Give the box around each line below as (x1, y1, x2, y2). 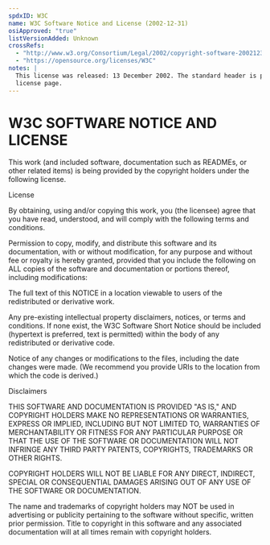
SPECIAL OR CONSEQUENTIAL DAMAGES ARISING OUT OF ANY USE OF (8, 477, 252, 487)
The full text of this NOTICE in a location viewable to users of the (8, 288, 223, 298)
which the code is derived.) (8, 371, 99, 381)
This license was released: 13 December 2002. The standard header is (15, 72, 257, 80)
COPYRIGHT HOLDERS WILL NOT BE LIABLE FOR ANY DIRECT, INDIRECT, (8, 469, 256, 479)
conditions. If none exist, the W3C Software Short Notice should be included (8, 321, 261, 331)
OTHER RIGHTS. (8, 453, 63, 463)
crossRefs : (8, 42, 45, 50)
